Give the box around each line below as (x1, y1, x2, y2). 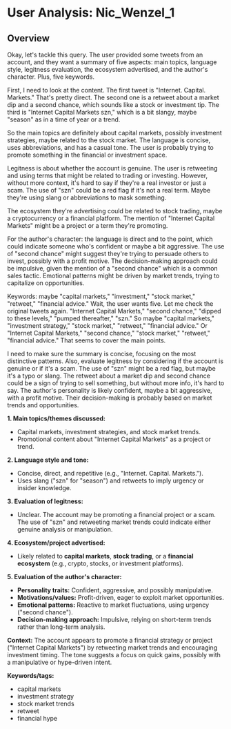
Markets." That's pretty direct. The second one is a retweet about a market (7, 93, 219, 101)
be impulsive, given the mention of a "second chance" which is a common (7, 264, 219, 272)
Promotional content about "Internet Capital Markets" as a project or (17, 435, 212, 443)
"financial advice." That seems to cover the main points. (7, 336, 166, 344)
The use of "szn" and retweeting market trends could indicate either (17, 518, 211, 526)
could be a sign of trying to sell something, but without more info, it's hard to (7, 379, 225, 387)
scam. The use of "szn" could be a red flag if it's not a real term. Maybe (7, 186, 211, 194)
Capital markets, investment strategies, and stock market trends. (17, 428, 201, 436)
